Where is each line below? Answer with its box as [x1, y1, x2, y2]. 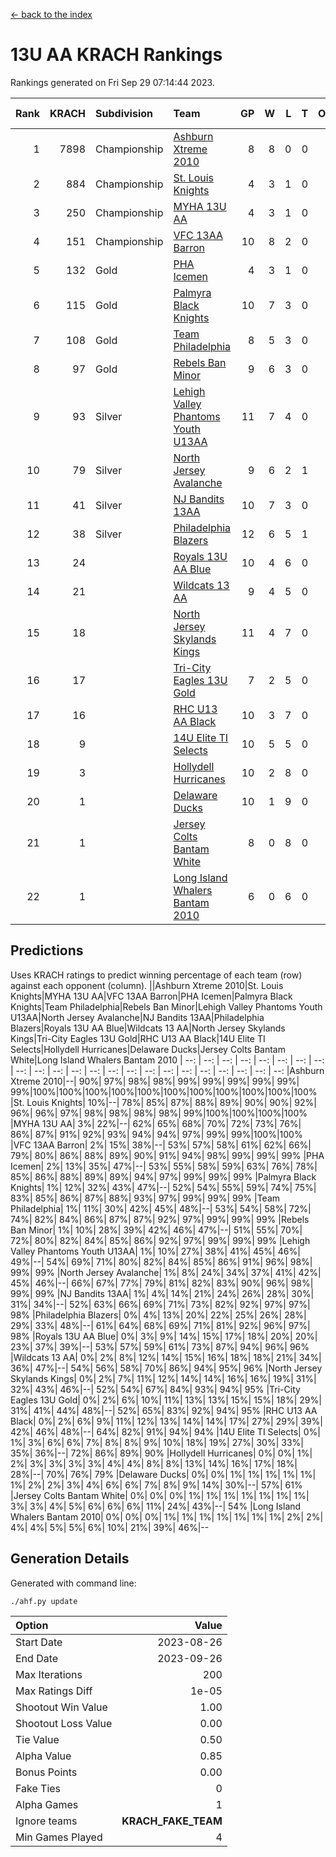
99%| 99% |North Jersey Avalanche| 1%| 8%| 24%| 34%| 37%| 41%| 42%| [10, 1266, 322, 1278]
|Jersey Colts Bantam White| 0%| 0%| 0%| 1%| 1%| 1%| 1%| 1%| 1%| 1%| [10, 1489, 310, 1501]
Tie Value [15, 1732, 60, 1746]
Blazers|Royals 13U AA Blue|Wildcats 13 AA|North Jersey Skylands [10, 1022, 286, 1034]
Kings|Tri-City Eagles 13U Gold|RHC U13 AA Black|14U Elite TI [10, 1032, 266, 1044]
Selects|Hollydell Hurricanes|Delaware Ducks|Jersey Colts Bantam [10, 1043, 286, 1055]
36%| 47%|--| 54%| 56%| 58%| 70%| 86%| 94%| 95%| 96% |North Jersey [10, 1362, 323, 1374]
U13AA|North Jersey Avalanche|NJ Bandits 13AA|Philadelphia [10, 1011, 265, 1023]
